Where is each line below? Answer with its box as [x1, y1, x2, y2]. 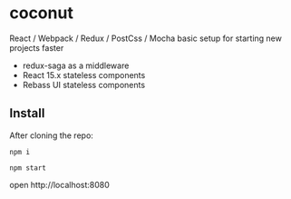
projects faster [9, 42, 64, 53]
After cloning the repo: [9, 130, 93, 141]
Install [9, 105, 45, 121]
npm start [9, 163, 47, 173]
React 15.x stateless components [22, 69, 146, 80]
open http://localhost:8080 [9, 179, 111, 190]
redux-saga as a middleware [22, 60, 130, 71]
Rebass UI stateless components [22, 79, 146, 90]
